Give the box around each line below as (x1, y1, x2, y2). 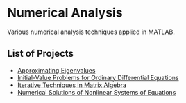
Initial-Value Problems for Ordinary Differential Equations (17, 73, 179, 82)
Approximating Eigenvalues (17, 66, 96, 74)
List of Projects (7, 48, 74, 59)
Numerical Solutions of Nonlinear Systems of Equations (17, 88, 176, 96)
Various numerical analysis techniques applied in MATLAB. (7, 28, 175, 36)
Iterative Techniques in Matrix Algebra (17, 81, 127, 89)
